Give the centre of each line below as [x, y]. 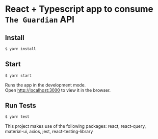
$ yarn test [17, 117]
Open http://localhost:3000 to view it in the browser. [58, 90]
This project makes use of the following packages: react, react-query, [76, 126]
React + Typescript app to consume [79, 9]
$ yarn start [18, 75]
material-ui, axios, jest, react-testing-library [49, 132]
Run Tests [21, 105]
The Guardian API [40, 19]
